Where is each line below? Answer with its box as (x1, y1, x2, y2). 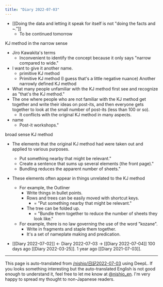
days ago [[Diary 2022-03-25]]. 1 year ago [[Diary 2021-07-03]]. (12, 246, 142, 251)
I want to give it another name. (12, 65, 73, 71)
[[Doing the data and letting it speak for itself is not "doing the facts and (12, 20, 156, 26)
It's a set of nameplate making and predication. (26, 231, 121, 237)
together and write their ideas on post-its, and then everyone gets (12, 101, 144, 107)
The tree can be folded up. (26, 205, 80, 211)
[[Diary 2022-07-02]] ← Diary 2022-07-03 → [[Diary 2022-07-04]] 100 (12, 240, 155, 246)
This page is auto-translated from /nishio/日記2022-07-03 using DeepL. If (5, 260, 153, 266)
